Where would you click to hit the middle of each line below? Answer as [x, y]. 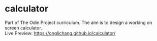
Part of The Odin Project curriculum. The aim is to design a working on [78, 22]
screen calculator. [24, 27]
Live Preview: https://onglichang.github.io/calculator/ [60, 33]
